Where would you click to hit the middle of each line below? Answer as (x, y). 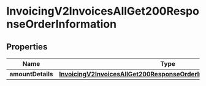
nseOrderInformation (62, 24)
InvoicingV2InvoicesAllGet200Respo (103, 11)
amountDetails (31, 74)
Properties (27, 47)
